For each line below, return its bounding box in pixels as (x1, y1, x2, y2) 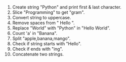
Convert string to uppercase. (12, 15, 71, 20)
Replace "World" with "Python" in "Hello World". (12, 25, 110, 31)
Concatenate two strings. (12, 51, 64, 57)
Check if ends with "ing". (12, 46, 63, 52)
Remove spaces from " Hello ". (12, 20, 75, 26)
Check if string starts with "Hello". (12, 41, 82, 46)
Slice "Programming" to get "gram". (12, 9, 85, 15)
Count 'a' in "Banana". (12, 31, 58, 36)
